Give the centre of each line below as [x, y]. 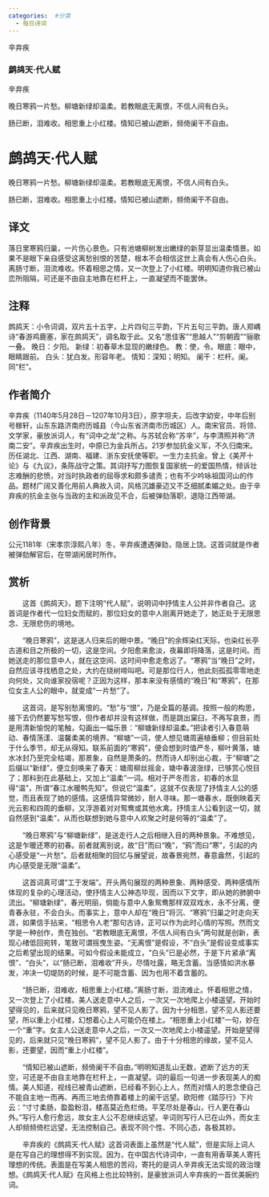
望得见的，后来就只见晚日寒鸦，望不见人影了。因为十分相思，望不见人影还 [131, 1010]
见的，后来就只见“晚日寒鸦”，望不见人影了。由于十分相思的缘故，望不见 [127, 1040]
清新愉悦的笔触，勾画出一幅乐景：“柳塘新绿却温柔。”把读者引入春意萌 [136, 727]
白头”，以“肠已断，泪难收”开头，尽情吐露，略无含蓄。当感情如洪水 [138, 962]
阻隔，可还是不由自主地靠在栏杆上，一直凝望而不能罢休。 [117, 278]
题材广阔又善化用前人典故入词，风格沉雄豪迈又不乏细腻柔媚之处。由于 [138, 486]
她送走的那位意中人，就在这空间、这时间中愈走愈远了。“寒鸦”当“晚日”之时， [134, 660]
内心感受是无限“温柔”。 [47, 865]
